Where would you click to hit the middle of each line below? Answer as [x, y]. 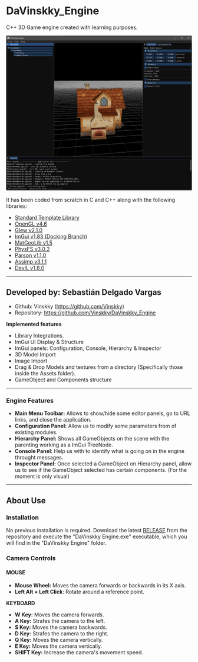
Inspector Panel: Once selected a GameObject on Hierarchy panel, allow [103, 464]
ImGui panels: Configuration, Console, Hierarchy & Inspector [88, 348]
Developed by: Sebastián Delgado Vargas [84, 292]
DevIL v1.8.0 [29, 268]
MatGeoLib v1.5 [34, 243]
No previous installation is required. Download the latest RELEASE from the [97, 531]
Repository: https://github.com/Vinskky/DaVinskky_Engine [85, 313]
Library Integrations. [39, 336]
